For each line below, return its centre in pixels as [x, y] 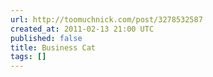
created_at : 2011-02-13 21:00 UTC [82, 29]
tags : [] [28, 57]
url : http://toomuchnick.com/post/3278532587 [106, 19]
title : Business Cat [53, 47]
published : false [46, 38]
